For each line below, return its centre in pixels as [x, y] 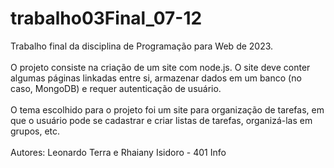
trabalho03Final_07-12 [106, 18]
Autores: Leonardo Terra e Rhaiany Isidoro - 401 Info [118, 152]
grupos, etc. [35, 131]
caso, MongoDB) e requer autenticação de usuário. [116, 88]
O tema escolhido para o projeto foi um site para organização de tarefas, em [167, 109]
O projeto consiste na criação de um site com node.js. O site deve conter [160, 67]
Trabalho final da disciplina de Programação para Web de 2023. [142, 46]
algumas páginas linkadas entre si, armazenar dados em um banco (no [156, 78]
